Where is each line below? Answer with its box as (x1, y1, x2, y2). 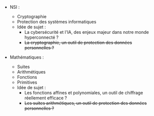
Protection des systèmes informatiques (17, 19, 97, 24)
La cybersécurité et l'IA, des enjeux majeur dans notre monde (24, 29, 149, 35)
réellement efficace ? (24, 95, 67, 101)
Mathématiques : (9, 54, 44, 60)
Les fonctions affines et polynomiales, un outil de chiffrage (24, 90, 143, 95)
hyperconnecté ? (24, 34, 59, 40)
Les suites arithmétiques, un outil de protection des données (24, 100, 147, 106)
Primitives (17, 79, 38, 85)
